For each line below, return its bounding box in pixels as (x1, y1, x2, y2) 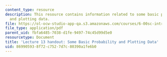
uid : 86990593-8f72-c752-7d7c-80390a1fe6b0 (5, 44, 97, 49)
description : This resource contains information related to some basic (5, 12, 159, 17)
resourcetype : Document (5, 35, 55, 40)
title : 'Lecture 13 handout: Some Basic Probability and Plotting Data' (5, 40, 159, 45)
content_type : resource (5, 7, 55, 12)
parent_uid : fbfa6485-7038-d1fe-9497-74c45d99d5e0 (5, 30, 112, 35)
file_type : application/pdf (5, 26, 64, 31)
